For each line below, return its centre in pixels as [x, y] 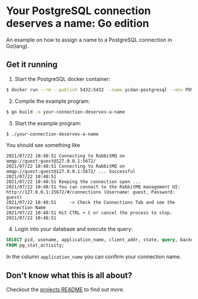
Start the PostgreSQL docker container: [62, 79]
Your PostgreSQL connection [79, 11]
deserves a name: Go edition [77, 23]
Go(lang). [18, 46]
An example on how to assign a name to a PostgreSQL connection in [89, 40]
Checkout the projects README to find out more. [65, 289]
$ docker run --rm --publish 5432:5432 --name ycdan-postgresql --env [95, 90]
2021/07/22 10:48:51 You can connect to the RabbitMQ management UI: [93, 187]
